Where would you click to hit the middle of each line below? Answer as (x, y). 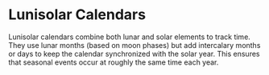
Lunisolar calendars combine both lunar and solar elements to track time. (130, 37)
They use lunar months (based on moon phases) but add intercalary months (134, 45)
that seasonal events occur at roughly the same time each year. (114, 62)
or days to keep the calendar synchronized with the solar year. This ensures (134, 53)
